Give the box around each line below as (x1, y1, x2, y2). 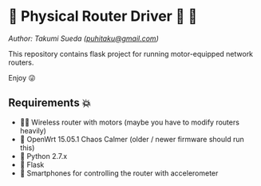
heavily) (19, 125, 46, 135)
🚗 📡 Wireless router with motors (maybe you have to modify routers (19, 117, 239, 127)
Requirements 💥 (8, 96, 92, 110)
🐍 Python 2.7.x (19, 151, 68, 160)
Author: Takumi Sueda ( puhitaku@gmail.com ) (8, 34, 160, 43)
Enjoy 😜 (8, 73, 36, 82)
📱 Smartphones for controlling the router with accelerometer (19, 168, 219, 178)
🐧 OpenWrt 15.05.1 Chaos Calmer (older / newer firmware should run (19, 134, 245, 144)
